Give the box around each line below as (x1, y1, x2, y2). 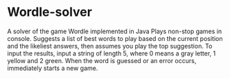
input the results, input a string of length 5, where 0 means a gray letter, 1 (7, 49, 216, 58)
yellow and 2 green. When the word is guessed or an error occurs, (7, 56, 197, 64)
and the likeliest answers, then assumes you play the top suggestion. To (7, 42, 213, 50)
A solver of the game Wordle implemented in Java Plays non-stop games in (7, 27, 222, 35)
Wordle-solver (7, 4, 92, 20)
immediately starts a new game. (7, 64, 98, 72)
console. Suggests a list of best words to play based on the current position (7, 34, 223, 42)
